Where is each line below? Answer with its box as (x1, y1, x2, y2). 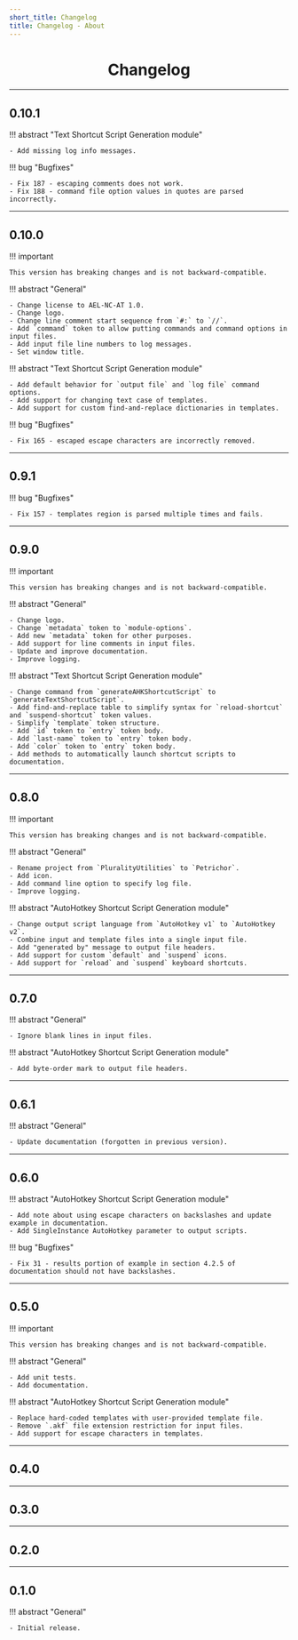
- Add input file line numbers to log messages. (9, 340, 192, 349)
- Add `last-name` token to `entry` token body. (9, 734, 192, 743)
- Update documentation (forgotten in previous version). (9, 1138, 228, 1147)
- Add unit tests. (9, 1372, 77, 1382)
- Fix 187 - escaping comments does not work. (9, 180, 184, 188)
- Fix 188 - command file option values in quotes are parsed (9, 188, 244, 196)
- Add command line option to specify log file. (9, 879, 192, 888)
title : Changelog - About (9, 21, 105, 30)
